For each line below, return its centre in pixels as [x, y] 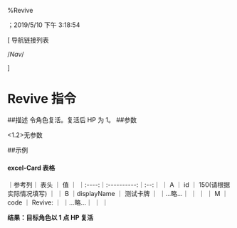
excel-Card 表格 [31, 168]
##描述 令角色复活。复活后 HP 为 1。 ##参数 [72, 119]
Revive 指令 [42, 99]
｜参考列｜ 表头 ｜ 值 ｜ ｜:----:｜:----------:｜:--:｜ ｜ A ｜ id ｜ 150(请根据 [119, 185]
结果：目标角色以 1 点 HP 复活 [51, 218]
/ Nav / [16, 54]
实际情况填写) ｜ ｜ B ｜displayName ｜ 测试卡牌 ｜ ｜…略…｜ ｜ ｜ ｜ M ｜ [118, 194]
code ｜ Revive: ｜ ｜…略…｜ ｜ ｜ [58, 202]
